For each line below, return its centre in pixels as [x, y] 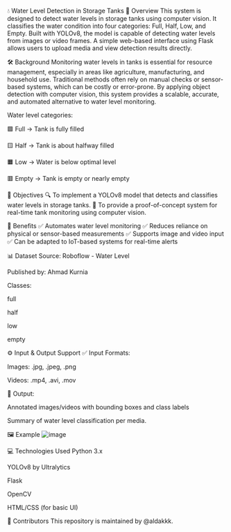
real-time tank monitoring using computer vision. [77, 212]
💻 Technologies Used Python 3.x [55, 451]
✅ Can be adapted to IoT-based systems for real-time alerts [93, 241]
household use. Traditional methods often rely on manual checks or [103, 79]
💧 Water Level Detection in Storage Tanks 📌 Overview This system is [104, 11]
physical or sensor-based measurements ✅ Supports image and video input [115, 234]
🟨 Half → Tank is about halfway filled [61, 145]
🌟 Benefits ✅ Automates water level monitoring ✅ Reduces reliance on [108, 226]
